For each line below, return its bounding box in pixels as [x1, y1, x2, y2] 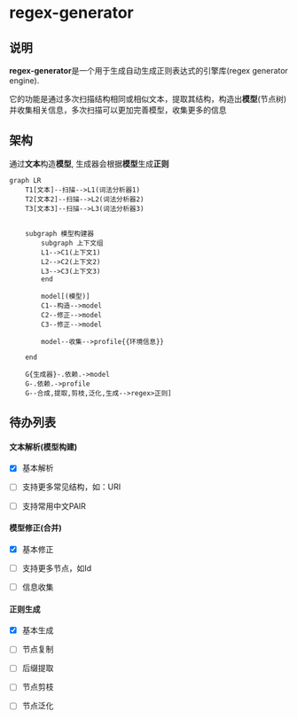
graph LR [9, 176, 42, 184]
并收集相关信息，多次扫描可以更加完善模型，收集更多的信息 [9, 105, 227, 115]
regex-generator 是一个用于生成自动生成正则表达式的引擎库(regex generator [9, 66, 288, 75]
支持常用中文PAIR [21, 500, 87, 512]
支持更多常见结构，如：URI [21, 481, 121, 492]
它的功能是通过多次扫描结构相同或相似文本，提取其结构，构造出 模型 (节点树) [9, 94, 287, 104]
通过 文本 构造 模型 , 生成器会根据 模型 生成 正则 [9, 158, 169, 168]
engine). [9, 75, 40, 86]
